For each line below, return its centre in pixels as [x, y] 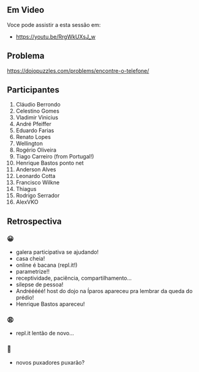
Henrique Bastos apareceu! [50, 304]
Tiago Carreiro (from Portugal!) [55, 157]
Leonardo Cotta [36, 176]
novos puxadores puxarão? [50, 362]
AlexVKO [27, 202]
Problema [26, 56]
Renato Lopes [33, 137]
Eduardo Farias [35, 130]
